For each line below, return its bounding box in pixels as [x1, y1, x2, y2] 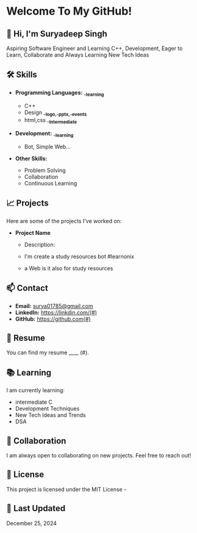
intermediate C [15, 398, 53, 406]
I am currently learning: [6, 387, 65, 394]
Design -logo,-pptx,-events [24, 109, 87, 117]
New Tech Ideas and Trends [15, 412, 87, 419]
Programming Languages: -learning [15, 88, 104, 98]
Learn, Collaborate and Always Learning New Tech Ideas [6, 51, 149, 59]
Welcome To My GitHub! [6, 4, 132, 18]
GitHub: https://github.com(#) [15, 315, 91, 323]
